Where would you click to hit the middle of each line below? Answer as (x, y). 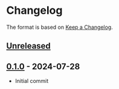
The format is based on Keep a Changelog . (59, 27)
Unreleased (29, 46)
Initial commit (32, 81)
